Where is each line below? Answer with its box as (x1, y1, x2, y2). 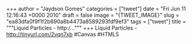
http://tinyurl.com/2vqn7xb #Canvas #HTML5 (6, 31, 119, 38)
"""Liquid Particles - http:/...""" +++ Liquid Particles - (6, 24, 137, 31)
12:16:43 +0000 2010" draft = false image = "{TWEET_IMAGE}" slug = (6, 11, 179, 19)
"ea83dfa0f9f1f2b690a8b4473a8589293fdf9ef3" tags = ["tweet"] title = (6, 18, 187, 25)
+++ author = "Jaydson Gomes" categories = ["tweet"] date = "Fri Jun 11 (6, 5, 186, 12)
